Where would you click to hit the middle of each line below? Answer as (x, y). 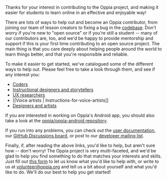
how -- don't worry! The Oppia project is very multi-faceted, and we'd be (81, 151)
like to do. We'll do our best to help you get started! (58, 172)
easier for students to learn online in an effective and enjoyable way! (76, 13)
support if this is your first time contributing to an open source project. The (82, 44)
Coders (20, 84)
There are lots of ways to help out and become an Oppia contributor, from (81, 22)
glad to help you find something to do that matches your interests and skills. (83, 156)
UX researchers (29, 95)
